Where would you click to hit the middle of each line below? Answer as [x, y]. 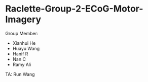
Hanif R [20, 54]
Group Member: [22, 33]
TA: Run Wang [20, 74]
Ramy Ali [22, 64]
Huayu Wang [26, 48]
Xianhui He [24, 43]
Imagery [23, 19]
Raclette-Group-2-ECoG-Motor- [74, 9]
